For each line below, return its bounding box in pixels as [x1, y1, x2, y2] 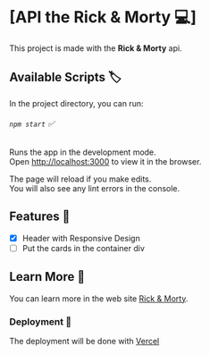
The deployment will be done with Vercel [9, 336, 160, 346]
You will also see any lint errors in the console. [9, 182, 181, 193]
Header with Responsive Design [21, 232, 140, 243]
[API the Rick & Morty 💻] [9, 7, 197, 28]
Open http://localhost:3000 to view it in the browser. [9, 156, 202, 166]
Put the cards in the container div [21, 242, 146, 253]
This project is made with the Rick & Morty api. [9, 42, 182, 54]
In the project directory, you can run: [9, 97, 144, 108]
